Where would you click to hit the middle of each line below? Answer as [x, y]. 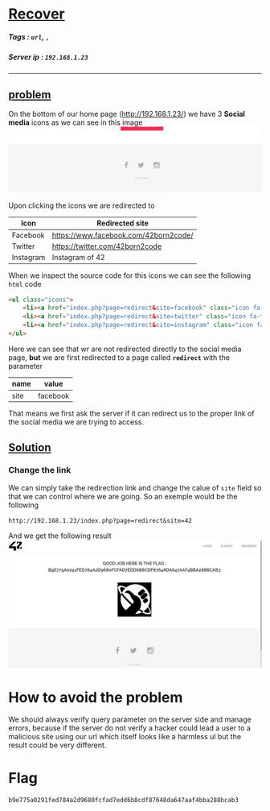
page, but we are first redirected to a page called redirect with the [119, 357]
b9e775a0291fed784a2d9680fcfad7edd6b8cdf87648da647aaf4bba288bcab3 [124, 801]
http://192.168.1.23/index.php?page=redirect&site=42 [100, 520]
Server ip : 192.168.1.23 [48, 57]
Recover [37, 14]
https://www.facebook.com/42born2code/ [123, 235]
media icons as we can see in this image [76, 122]
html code [25, 283]
